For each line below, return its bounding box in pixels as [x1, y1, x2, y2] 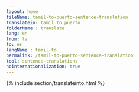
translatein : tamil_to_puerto [6, 19, 81, 25]
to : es [6, 42, 22, 48]
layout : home [6, 8, 38, 15]
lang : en [6, 31, 28, 37]
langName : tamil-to [6, 47, 57, 53]
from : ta [6, 36, 28, 42]
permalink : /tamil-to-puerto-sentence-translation [6, 52, 134, 58]
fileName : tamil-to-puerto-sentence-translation [6, 14, 128, 20]
